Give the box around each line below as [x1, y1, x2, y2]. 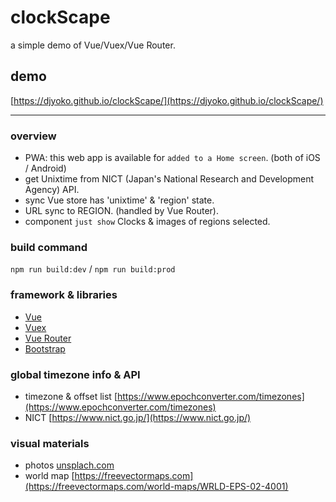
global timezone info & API [10, 367, 141, 381]
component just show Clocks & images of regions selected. [24, 216, 271, 228]
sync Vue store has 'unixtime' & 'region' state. [24, 194, 215, 206]
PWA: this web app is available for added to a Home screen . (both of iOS [24, 152, 321, 164]
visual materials [10, 436, 90, 450]
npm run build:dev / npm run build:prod [10, 263, 176, 275]
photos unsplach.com [24, 459, 115, 471]
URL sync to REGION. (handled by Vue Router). [24, 205, 219, 217]
